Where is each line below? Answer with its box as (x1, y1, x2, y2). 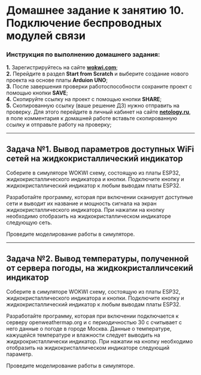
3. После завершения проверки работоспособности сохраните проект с (6, 83, 193, 90)
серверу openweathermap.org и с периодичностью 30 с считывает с (6, 319, 182, 326)
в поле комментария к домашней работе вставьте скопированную (6, 115, 178, 122)
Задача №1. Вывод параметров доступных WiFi (6, 144, 194, 154)
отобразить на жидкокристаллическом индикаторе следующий (6, 344, 170, 352)
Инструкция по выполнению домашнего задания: (6, 50, 160, 59)
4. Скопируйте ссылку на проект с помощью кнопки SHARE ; (6, 96, 162, 103)
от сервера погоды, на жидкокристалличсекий (6, 263, 193, 273)
